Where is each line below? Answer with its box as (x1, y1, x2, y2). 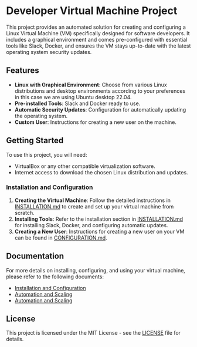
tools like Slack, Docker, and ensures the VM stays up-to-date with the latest (6, 42, 191, 49)
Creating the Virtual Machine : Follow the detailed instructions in (14, 197, 171, 204)
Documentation (6, 251, 64, 261)
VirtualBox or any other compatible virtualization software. (14, 163, 155, 170)
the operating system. (14, 112, 68, 119)
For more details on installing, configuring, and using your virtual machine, (6, 267, 186, 274)
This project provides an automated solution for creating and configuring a (6, 23, 186, 31)
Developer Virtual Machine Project (6, 4, 178, 18)
